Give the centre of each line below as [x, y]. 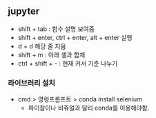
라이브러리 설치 [32, 83]
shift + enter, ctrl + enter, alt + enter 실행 [75, 37]
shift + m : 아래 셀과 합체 [51, 55]
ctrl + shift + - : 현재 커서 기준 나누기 [68, 63]
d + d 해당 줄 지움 [42, 46]
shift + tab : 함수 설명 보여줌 [56, 29]
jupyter [24, 11]
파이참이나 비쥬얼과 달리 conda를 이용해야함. [89, 108]
